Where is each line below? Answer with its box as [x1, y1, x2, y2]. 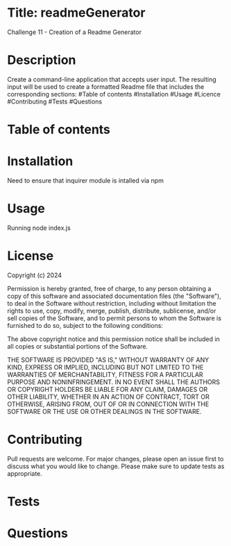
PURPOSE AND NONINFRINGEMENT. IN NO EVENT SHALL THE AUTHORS [7, 377, 221, 386]
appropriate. [7, 469, 43, 477]
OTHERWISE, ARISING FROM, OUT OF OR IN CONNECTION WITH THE [7, 399, 209, 408]
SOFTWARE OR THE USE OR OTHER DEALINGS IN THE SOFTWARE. [7, 407, 202, 415]
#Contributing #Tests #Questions [7, 97, 103, 106]
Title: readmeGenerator [7, 5, 146, 21]
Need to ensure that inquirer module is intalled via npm [7, 176, 164, 185]
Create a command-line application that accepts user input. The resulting [7, 75, 216, 83]
